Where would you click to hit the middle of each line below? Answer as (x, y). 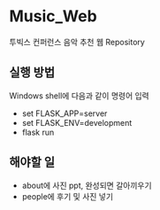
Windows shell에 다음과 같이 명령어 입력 (79, 96)
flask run (38, 132)
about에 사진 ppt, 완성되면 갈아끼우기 (87, 185)
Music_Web (53, 16)
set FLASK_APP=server (65, 113)
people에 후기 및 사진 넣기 (67, 196)
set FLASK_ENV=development (77, 122)
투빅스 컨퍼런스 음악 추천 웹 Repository (77, 42)
